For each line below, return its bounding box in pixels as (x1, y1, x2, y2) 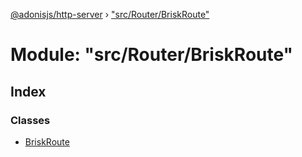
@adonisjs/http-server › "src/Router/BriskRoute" (10, 9, 210, 20)
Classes (10, 113, 51, 127)
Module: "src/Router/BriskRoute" (10, 44, 294, 66)
